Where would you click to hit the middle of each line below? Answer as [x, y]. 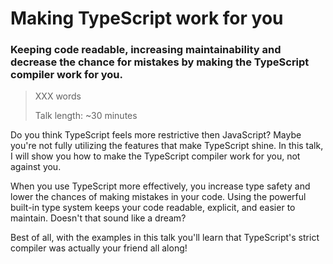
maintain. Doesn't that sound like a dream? [98, 218]
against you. [36, 167]
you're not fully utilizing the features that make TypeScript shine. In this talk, [167, 146]
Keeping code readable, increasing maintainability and [146, 50]
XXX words [58, 96]
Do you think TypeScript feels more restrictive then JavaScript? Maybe [156, 135]
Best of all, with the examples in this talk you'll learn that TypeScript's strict [165, 238]
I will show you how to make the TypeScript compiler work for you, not [155, 156]
